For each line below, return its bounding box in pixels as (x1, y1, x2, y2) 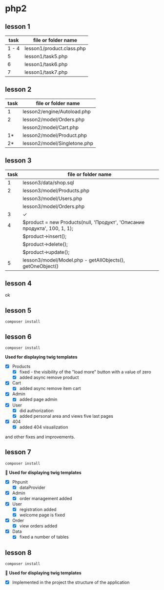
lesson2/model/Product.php (22, 132, 87, 139)
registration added (19, 506, 57, 512)
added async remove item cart (19, 386, 82, 391)
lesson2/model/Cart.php (22, 124, 79, 131)
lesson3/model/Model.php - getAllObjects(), (22, 257, 125, 264)
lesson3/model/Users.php (22, 195, 82, 202)
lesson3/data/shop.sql (22, 179, 74, 186)
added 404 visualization (19, 424, 68, 430)
